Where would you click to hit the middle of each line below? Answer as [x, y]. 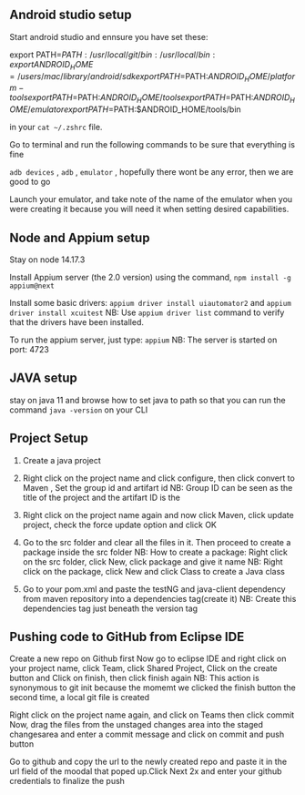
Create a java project [62, 460]
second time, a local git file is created [80, 698]
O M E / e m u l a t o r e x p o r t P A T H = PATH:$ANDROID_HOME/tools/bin [125, 109]
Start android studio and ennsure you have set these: [109, 36]
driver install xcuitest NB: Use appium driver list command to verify [147, 312]
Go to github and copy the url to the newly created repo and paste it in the [148, 762]
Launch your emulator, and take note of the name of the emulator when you [151, 199]
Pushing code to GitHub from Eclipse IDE [127, 637]
